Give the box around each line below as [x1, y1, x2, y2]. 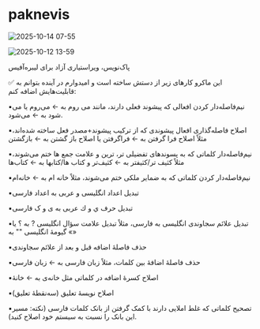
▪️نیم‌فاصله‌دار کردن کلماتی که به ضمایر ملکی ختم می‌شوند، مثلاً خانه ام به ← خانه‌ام [8, 172, 251, 182]
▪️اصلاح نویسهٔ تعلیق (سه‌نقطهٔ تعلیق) [8, 288, 115, 297]
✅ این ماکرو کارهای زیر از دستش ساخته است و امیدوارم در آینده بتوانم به [8, 77, 223, 87]
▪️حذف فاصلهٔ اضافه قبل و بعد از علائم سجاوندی [8, 242, 147, 252]
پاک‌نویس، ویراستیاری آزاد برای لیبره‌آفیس [8, 62, 130, 72]
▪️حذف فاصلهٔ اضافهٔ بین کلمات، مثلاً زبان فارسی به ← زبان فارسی [8, 257, 201, 267]
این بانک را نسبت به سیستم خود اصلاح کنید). [8, 312, 137, 321]
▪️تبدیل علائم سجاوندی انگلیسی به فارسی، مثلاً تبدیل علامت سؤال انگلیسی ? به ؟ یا [8, 219, 249, 228]
